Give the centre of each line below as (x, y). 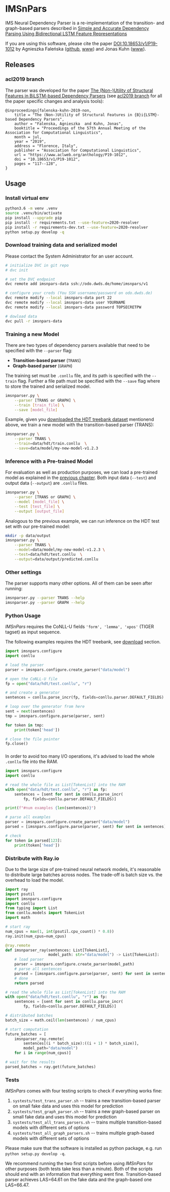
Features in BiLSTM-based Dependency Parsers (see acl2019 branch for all (84, 96)
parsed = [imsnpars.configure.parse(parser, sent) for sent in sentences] (86, 827)
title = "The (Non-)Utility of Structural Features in (73, 115)
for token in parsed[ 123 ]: (34, 840)
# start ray (18, 927)
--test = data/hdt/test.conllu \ (48, 555)
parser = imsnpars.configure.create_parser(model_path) (75, 964)
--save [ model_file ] (36, 410)
